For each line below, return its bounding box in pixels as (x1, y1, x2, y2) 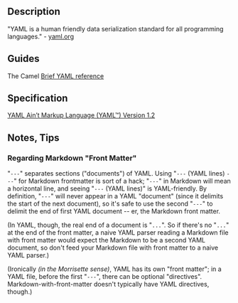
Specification (7, 92, 68, 105)
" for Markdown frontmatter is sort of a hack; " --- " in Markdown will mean (13, 177, 231, 186)
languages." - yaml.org (7, 32, 75, 41)
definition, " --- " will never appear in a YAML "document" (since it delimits (7, 192, 224, 201)
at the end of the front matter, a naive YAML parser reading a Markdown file (7, 228, 229, 237)
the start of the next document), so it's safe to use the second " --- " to (7, 199, 213, 208)
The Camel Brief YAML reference (7, 71, 104, 80)
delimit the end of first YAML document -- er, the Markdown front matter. (7, 207, 221, 216)
